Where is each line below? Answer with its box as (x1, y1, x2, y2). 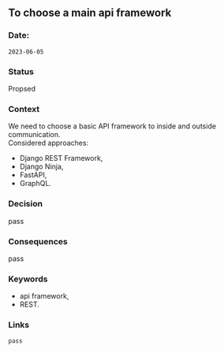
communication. (8, 130, 61, 139)
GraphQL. (19, 179, 51, 188)
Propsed (8, 84, 36, 93)
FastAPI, (19, 170, 47, 180)
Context (8, 103, 40, 114)
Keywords (8, 273, 48, 284)
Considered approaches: (8, 138, 89, 148)
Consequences (8, 236, 69, 247)
